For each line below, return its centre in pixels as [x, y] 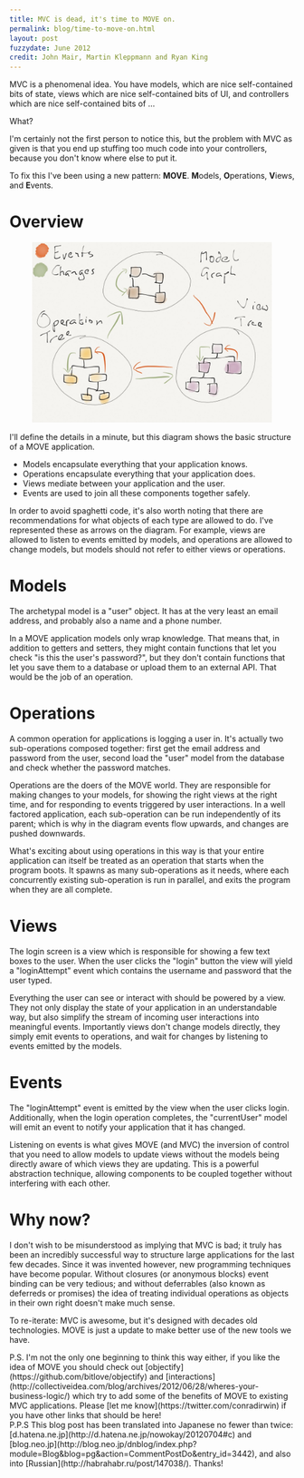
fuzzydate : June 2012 [50, 48]
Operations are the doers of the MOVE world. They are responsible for [140, 785]
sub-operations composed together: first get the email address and [135, 748]
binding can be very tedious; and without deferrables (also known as [138, 1283]
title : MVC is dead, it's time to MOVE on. [93, 19]
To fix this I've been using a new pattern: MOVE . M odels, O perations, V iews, [152, 176]
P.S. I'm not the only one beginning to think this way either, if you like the [145, 1357]
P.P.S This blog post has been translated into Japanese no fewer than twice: [152, 1424]
